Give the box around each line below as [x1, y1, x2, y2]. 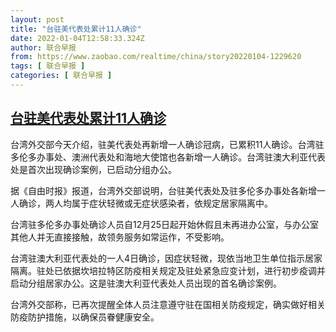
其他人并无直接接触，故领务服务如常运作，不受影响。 [10, 231, 230, 243]
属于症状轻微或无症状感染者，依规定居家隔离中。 [71, 197, 273, 209]
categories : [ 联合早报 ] [10, 71, 113, 81]
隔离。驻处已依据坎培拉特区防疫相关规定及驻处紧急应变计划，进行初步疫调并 [10, 264, 326, 276]
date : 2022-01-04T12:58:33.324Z [10, 33, 145, 43]
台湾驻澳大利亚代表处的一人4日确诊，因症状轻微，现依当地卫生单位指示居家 [10, 252, 323, 264]
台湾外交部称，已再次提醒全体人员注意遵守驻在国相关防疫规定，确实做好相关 [10, 298, 326, 310]
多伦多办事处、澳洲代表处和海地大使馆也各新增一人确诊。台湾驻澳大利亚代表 [10, 151, 326, 163]
